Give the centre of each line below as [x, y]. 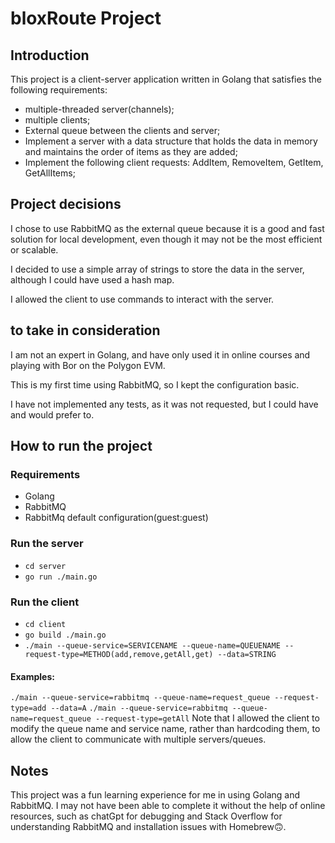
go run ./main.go [61, 577]
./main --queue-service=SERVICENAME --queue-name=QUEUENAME [152, 645]
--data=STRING [247, 654]
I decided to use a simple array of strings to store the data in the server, [157, 269]
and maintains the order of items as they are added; [131, 151]
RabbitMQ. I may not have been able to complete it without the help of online [168, 805]
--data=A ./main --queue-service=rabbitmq [139, 708]
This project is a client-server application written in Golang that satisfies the [166, 79]
